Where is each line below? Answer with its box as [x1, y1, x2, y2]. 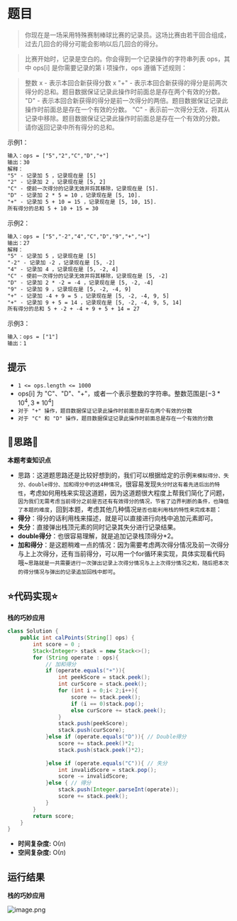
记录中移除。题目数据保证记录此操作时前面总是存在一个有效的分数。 [24, 114, 224, 122]
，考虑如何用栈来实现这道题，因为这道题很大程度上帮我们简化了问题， [23, 489, 228, 497]
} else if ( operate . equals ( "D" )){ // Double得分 [45, 734, 187, 741]
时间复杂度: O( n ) [17, 839, 66, 848]
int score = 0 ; [33, 641, 81, 648]
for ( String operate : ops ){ [33, 654, 119, 661]
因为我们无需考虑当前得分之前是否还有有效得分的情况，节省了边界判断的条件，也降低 [17, 498, 229, 506]
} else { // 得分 [45, 780, 92, 787]
